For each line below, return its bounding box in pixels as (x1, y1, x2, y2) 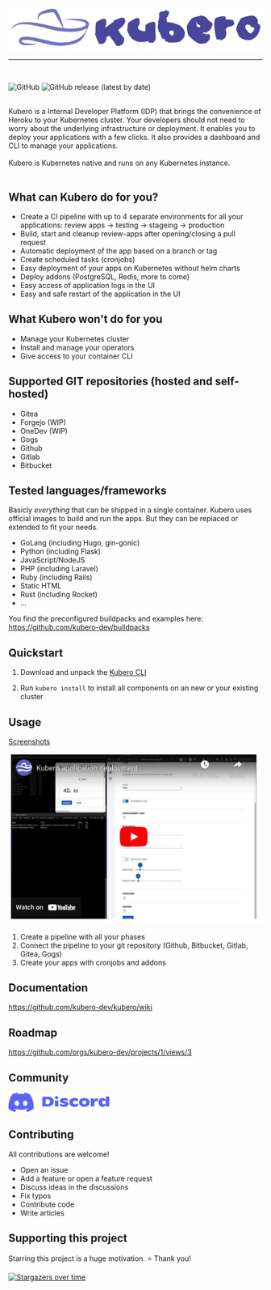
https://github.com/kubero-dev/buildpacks (8, 622, 150, 632)
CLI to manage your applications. (8, 141, 119, 151)
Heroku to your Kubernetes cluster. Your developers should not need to (8, 115, 245, 125)
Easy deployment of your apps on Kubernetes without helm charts (19, 263, 240, 273)
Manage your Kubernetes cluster (19, 333, 130, 343)
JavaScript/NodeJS (19, 555, 85, 565)
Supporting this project (8, 1232, 127, 1245)
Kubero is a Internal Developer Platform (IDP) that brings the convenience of (8, 107, 261, 117)
